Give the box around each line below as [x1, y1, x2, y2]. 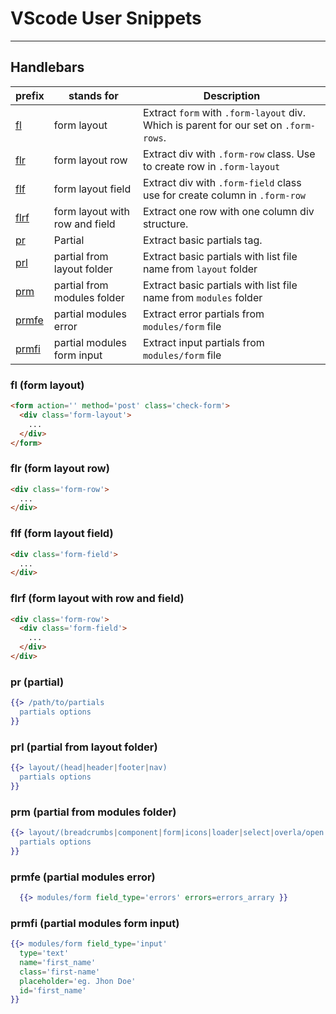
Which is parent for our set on [142, 118, 283, 132]
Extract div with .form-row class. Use [142, 147, 316, 161]
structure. [142, 217, 189, 231]
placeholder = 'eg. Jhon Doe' [19, 976, 137, 986]
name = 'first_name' [19, 957, 97, 967]
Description [203, 88, 261, 102]
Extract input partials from [142, 335, 265, 349]
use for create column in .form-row [142, 188, 307, 202]
